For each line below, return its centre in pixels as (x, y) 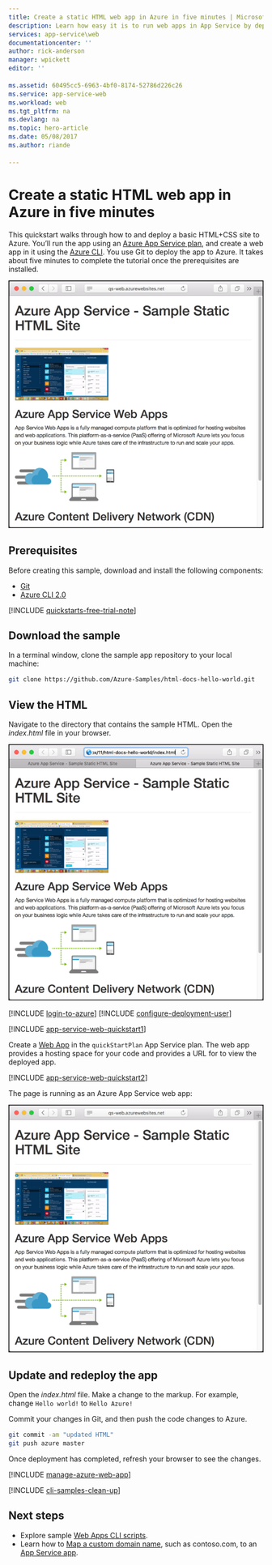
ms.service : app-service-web (57, 94)
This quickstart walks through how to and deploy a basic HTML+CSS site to (134, 234)
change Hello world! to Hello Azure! (71, 1403)
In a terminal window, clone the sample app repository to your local (120, 655)
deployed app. (32, 1062)
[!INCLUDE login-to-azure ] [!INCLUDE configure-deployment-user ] (120, 1013)
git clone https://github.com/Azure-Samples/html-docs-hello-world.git (132, 680)
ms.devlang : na (34, 120)
